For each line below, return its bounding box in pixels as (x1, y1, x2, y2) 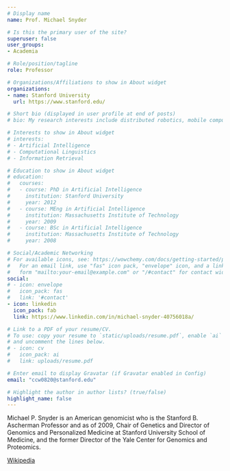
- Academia (7, 48, 38, 55)
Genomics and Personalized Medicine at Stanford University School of (7, 428, 205, 437)
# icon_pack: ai (7, 351, 60, 359)
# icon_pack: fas (7, 288, 63, 295)
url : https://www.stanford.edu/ (13, 98, 106, 105)
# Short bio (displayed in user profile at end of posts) (7, 110, 176, 117)
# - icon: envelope (7, 282, 63, 289)
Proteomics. (7, 443, 41, 451)
